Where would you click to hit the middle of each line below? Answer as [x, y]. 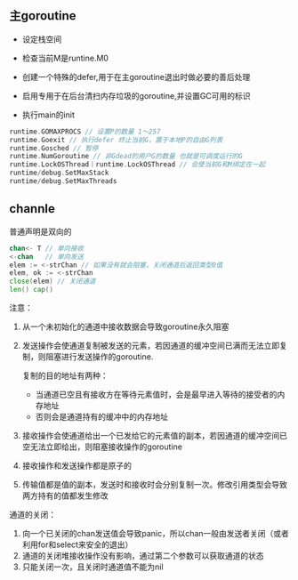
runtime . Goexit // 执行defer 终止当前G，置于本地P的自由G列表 [116, 140]
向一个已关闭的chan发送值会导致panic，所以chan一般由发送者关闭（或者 [155, 533]
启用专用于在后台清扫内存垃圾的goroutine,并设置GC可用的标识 [136, 95]
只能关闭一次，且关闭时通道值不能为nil [93, 567]
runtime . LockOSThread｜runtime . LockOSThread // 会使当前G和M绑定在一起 [137, 165]
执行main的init [48, 115]
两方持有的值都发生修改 [65, 495]
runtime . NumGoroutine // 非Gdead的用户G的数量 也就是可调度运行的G [126, 157]
